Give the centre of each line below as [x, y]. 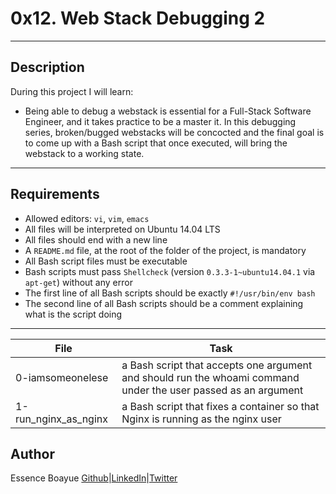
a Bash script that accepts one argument [217, 365]
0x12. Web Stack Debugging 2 [138, 18]
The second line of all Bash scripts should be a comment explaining [164, 303]
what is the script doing [73, 314]
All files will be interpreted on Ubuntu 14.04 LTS [122, 229]
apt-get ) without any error [78, 282]
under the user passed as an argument [212, 390]
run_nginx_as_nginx [61, 419]
